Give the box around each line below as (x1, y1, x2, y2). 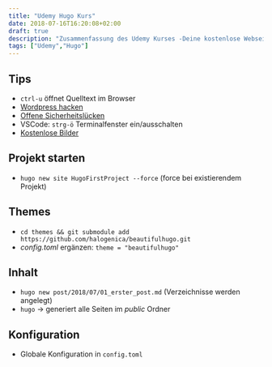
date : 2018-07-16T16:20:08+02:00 (8, 19, 121, 28)
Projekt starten (8, 151, 86, 165)
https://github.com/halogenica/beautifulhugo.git (19, 235, 192, 243)
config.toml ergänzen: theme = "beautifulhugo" (19, 242, 180, 252)
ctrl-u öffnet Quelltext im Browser (19, 93, 136, 103)
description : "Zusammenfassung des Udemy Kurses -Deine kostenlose (8, 34, 241, 43)
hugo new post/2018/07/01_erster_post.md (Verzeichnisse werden (19, 287, 240, 297)
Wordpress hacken (19, 102, 83, 112)
